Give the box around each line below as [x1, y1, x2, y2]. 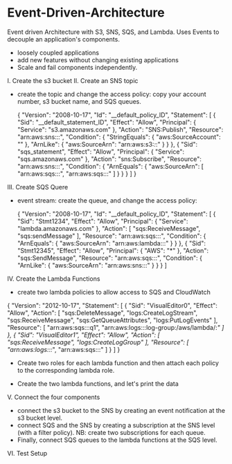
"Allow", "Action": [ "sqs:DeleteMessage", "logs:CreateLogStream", [7, 308, 198, 317]
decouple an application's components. [7, 35, 120, 43]
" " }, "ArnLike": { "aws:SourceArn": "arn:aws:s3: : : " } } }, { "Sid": [17, 140, 198, 148]
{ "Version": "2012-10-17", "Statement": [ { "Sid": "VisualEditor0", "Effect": [7, 301, 218, 309]
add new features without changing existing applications [17, 55, 179, 64]
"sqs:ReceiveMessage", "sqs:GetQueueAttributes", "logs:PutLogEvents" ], [7, 316, 218, 324]
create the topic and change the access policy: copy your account [17, 90, 206, 98]
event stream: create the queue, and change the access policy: [17, 196, 197, 205]
